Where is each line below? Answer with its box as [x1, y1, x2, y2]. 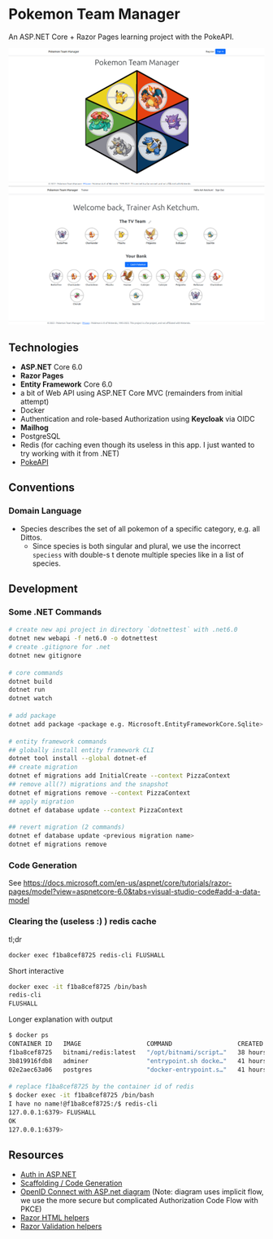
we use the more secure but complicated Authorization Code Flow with [19, 1196, 258, 1206]
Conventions [8, 481, 76, 495]
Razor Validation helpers [19, 1222, 102, 1232]
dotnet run [8, 685, 45, 694]
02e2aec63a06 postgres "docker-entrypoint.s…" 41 [8, 1066, 245, 1074]
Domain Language [8, 506, 82, 517]
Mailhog [19, 422, 49, 432]
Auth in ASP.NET [19, 1170, 77, 1180]
